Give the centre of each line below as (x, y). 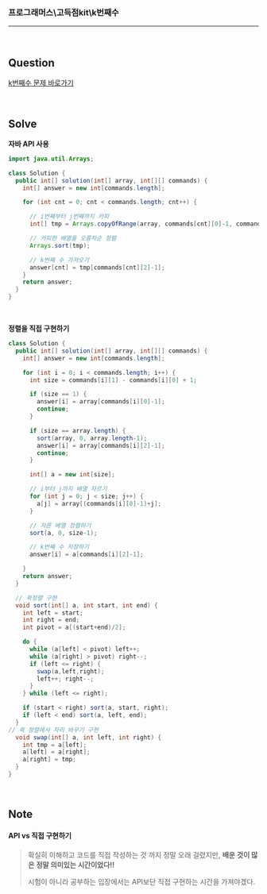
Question (31, 62)
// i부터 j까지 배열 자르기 (68, 489)
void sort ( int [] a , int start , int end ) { (87, 605)
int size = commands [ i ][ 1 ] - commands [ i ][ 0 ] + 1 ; (113, 380)
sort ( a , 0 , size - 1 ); (63, 533)
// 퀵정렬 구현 (36, 598)
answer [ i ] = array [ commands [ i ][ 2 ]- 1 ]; (101, 445)
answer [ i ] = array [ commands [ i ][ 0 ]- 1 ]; (101, 402)
